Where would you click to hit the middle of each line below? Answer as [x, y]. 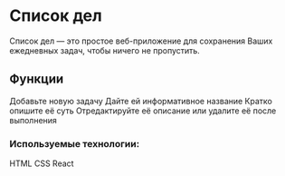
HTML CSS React [42, 163]
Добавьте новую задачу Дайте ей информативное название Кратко [141, 101]
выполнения [33, 120]
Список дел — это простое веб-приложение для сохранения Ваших [141, 41]
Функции [37, 79]
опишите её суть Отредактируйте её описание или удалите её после [143, 111]
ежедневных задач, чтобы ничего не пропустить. [105, 50]
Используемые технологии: [75, 143]
